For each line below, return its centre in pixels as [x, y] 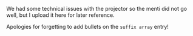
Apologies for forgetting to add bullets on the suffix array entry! [87, 27]
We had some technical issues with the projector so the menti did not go [96, 9]
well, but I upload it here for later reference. [61, 15]
